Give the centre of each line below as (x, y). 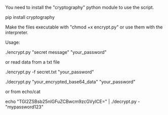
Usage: (13, 42)
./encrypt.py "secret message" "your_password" (56, 52)
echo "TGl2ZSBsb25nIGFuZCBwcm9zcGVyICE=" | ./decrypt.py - (73, 102)
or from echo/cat (23, 92)
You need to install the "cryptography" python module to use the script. (80, 7)
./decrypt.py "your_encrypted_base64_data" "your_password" (70, 82)
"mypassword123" (25, 107)
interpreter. (17, 32)
